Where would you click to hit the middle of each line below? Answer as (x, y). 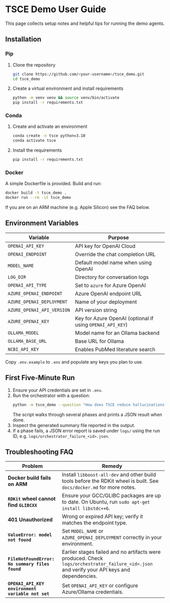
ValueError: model (30, 535)
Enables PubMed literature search (115, 349)
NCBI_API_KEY (24, 349)
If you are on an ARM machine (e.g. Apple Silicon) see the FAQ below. (78, 207)
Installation (23, 39)
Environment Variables (42, 223)
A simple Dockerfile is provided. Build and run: (54, 184)
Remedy (112, 466)
